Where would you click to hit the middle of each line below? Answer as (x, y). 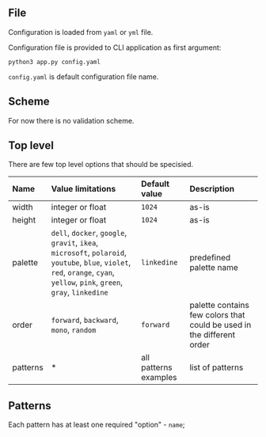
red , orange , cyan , (83, 272)
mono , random (74, 330)
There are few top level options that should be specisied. (101, 165)
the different (213, 335)
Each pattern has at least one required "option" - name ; (97, 425)
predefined (210, 258)
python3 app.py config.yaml (55, 62)
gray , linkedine (80, 292)
